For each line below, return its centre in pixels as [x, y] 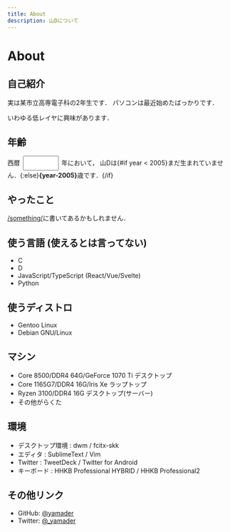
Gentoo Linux [37, 325]
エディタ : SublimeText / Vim [59, 454]
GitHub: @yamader [46, 513]
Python [28, 283]
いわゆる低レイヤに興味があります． [61, 118]
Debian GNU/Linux [45, 333]
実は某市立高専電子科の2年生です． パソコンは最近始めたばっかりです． [113, 102]
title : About [27, 14]
